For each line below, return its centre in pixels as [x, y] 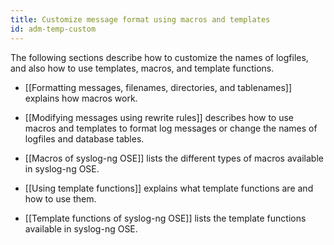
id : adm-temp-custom [53, 29]
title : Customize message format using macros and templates [140, 19]
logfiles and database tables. [84, 138]
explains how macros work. [81, 98]
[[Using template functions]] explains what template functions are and [169, 188]
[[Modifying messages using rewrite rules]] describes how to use [159, 117]
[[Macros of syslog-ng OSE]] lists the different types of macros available [174, 158]
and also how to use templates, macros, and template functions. [142, 68]
